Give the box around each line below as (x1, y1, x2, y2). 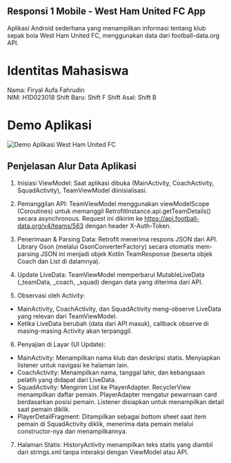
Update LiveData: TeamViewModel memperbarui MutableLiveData (17, 270, 205, 279)
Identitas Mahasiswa (7, 63, 129, 78)
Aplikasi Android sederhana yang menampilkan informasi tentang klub (7, 24, 206, 32)
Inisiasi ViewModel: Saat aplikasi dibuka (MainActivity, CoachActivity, (17, 179, 214, 187)
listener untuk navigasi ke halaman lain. (17, 361, 129, 369)
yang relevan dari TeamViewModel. (17, 311, 118, 320)
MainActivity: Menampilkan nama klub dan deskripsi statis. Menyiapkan (17, 353, 221, 362)
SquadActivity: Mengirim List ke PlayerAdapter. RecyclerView (17, 383, 192, 391)
